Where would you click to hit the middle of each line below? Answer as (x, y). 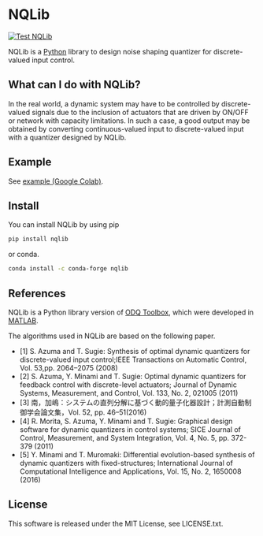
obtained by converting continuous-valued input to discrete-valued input (126, 128)
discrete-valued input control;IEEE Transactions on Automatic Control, (133, 359)
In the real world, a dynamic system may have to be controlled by (114, 103)
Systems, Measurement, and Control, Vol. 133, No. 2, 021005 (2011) (129, 393)
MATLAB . (23, 320)
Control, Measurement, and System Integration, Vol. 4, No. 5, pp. (124, 437)
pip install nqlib (38, 239)
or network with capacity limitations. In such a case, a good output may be (129, 121)
